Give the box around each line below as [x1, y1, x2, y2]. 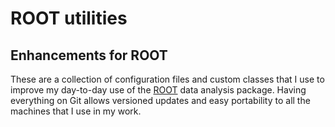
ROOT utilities [10, 7, 128, 30]
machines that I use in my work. [10, 105, 142, 117]
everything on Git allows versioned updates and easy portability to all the [10, 95, 311, 106]
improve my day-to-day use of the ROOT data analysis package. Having [10, 84, 307, 96]
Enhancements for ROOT [10, 47, 168, 64]
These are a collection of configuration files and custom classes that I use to [10, 73, 325, 85]
